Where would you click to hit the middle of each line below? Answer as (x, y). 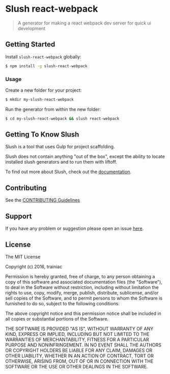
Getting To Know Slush (42, 135)
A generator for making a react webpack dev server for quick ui (84, 23)
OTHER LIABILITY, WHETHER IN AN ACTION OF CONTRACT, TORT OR (79, 356)
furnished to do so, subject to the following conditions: (62, 303)
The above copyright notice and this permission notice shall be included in (83, 313)
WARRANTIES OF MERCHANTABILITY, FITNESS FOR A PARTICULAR (77, 339)
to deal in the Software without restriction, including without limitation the (82, 287)
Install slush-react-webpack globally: (43, 57)
